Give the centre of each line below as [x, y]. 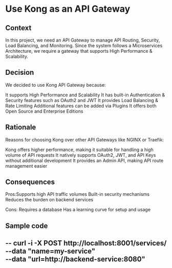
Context [18, 28]
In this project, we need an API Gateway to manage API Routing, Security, [83, 40]
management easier [26, 166]
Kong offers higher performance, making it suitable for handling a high [79, 150]
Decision [20, 73]
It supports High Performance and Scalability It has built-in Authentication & [85, 95]
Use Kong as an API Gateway [68, 9]
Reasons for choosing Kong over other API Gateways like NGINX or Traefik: [84, 139]
